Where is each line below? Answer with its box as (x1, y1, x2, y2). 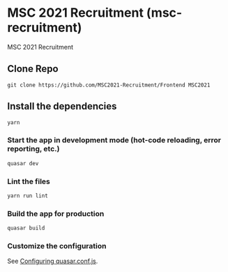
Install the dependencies (7, 100, 117, 112)
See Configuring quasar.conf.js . (7, 257, 98, 266)
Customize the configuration (7, 241, 107, 250)
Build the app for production (7, 209, 105, 218)
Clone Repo (7, 63, 59, 75)
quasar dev (7, 160, 39, 167)
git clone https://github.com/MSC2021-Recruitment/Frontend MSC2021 (7, 82, 211, 89)
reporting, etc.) (7, 144, 60, 154)
